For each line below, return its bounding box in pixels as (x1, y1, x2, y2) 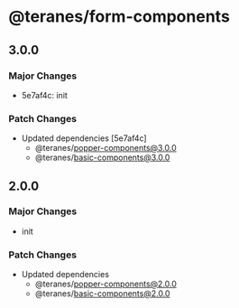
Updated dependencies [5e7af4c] (21, 133, 147, 144)
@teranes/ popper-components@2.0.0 (34, 278, 178, 290)
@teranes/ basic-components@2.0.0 (34, 288, 170, 299)
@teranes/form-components (8, 6, 231, 27)
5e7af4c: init (21, 89, 69, 100)
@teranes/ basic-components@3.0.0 (34, 152, 170, 163)
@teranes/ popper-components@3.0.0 (34, 143, 177, 154)
